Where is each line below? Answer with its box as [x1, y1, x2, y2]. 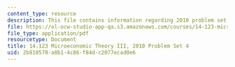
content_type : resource [7, 10, 77, 17]
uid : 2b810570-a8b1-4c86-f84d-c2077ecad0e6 [7, 50, 136, 57]
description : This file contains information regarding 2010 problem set [7, 17, 227, 24]
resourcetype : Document [7, 36, 77, 43]
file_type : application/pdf [7, 29, 90, 37]
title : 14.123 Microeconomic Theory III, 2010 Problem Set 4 [7, 43, 190, 50]
